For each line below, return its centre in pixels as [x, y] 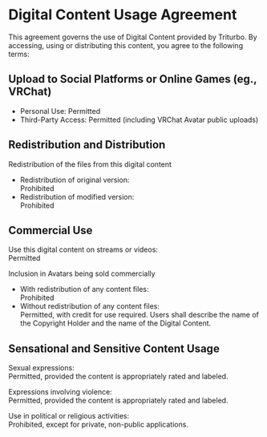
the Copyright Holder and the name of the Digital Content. [115, 323]
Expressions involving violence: [60, 392]
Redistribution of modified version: [77, 196]
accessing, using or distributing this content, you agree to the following [125, 45]
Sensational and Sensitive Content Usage [114, 348]
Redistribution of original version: [75, 180]
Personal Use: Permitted [60, 111]
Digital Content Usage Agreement [123, 15]
